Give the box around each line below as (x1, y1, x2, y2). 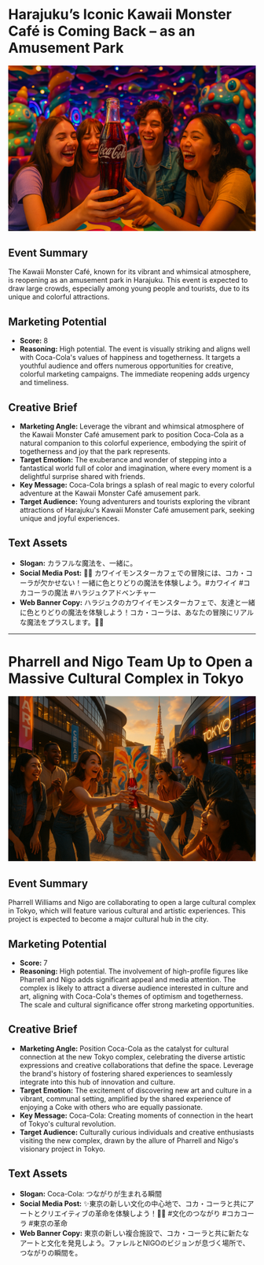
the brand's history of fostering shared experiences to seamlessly (19, 1069, 233, 1078)
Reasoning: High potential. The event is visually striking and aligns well (19, 344, 251, 354)
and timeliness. (19, 378, 69, 388)
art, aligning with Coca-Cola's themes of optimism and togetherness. (19, 992, 244, 1001)
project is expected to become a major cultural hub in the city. (8, 914, 209, 924)
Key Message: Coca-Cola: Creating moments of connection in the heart (19, 1111, 254, 1120)
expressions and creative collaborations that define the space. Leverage (19, 1060, 254, 1070)
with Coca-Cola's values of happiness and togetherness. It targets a (19, 353, 241, 362)
